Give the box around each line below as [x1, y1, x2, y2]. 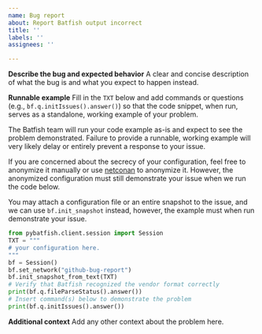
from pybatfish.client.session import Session [8, 229, 164, 237]
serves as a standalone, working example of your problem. [8, 109, 198, 119]
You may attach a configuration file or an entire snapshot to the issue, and [8, 198, 248, 207]
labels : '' [8, 33, 44, 42]
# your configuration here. [8, 243, 101, 252]
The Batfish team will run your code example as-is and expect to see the [8, 125, 243, 135]
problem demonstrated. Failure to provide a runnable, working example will [8, 133, 251, 143]
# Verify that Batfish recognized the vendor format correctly [8, 280, 220, 288]
